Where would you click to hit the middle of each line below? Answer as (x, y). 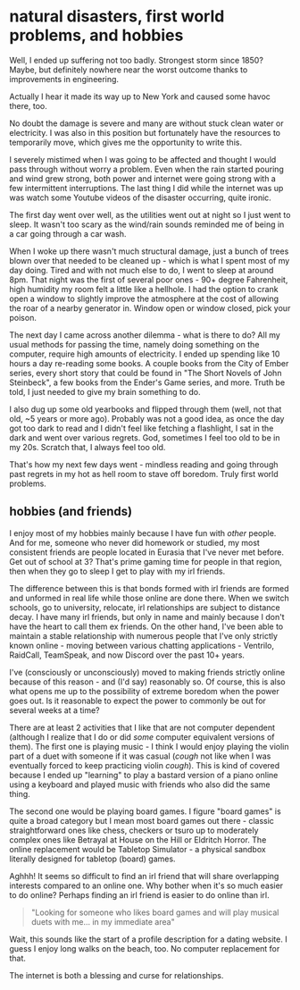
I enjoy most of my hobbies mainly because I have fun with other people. (143, 533)
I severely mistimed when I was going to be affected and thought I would (143, 159)
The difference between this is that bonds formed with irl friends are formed (149, 588)
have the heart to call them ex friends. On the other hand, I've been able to (146, 626)
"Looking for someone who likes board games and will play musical (155, 912)
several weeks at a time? (54, 710)
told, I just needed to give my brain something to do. (105, 391)
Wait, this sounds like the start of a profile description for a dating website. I (148, 939)
